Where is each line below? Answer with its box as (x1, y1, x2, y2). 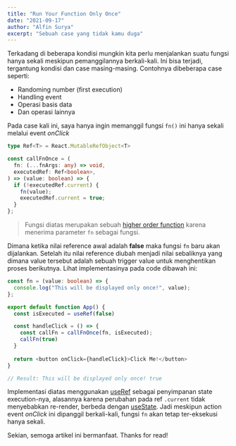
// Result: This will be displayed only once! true (7, 375, 162, 382)
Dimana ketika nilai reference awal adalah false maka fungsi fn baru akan (7, 242, 221, 250)
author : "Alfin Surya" (7, 23, 74, 30)
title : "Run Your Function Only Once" (7, 10, 121, 18)
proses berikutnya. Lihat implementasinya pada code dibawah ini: (7, 264, 198, 272)
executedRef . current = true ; (20, 194, 106, 202)
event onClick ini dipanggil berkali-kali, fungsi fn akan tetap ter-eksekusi (7, 410, 218, 419)
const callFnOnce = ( (7, 156, 71, 163)
